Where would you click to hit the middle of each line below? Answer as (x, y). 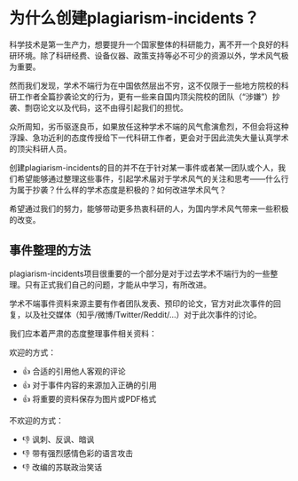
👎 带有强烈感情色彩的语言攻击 (78, 453)
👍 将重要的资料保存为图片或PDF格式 (89, 398)
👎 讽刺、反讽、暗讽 (58, 439)
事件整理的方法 (50, 251)
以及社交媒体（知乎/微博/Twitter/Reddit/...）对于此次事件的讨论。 (143, 314)
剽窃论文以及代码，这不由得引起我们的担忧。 (106, 107)
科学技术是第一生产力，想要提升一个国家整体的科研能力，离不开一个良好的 (145, 44)
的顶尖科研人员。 (40, 148)
